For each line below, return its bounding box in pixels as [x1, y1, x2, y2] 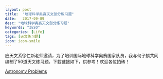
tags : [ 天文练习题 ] [5, 34, 41, 39]
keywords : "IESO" [5, 25, 40, 30]
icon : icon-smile [5, 39, 40, 44]
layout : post [5, 7, 32, 12]
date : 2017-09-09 [5, 16, 45, 21]
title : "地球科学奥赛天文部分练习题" [5, 12, 74, 16]
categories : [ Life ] [5, 30, 45, 34]
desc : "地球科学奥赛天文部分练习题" [5, 20, 70, 26]
